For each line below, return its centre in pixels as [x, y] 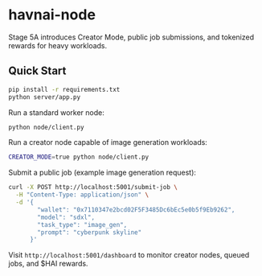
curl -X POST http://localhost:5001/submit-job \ [93, 187]
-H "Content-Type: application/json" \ [82, 195]
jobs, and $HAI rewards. [48, 264]
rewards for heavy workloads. [58, 45]
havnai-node [52, 15]
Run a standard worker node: [56, 112]
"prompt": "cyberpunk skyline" [90, 232]
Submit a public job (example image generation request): [102, 173]
